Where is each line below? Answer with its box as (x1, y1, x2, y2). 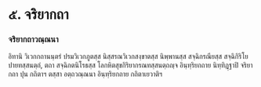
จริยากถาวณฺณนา (8, 34, 59, 45)
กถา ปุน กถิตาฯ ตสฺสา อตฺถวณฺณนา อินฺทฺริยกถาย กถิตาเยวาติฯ (8, 69, 163, 79)
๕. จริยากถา (8, 5, 69, 24)
